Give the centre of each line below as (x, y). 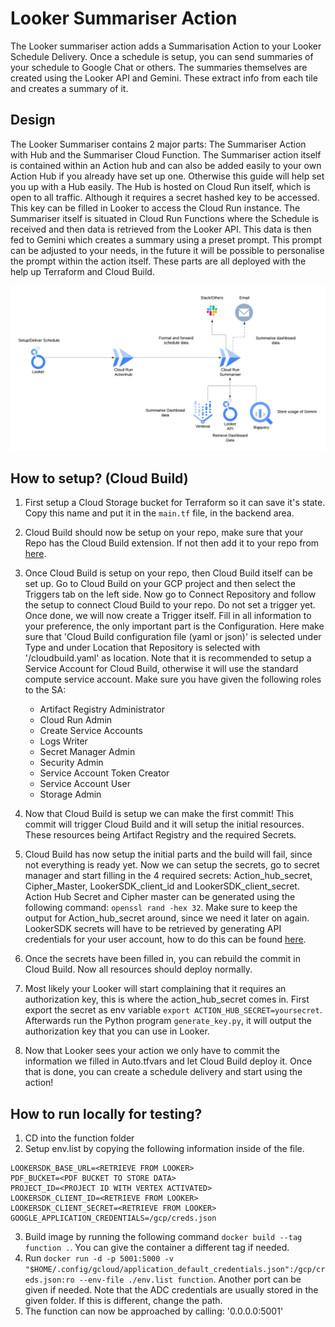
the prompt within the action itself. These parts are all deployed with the (158, 261)
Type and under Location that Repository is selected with (142, 648)
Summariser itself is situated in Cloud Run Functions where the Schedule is (165, 218)
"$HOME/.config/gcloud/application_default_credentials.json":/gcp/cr (175, 1270)
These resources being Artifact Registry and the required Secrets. (160, 835)
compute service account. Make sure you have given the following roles (173, 679)
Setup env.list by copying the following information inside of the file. (164, 1149)
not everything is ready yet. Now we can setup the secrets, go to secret (172, 865)
